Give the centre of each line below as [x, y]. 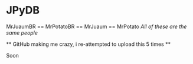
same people [22, 32]
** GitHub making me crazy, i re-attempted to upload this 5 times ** [89, 44]
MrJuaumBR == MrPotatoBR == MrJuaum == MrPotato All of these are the [97, 26]
